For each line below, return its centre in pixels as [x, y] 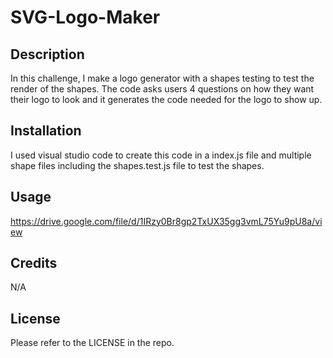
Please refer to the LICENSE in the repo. [92, 343]
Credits [34, 263]
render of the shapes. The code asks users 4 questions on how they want [162, 89]
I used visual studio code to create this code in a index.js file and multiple [161, 155]
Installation [46, 131]
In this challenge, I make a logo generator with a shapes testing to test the [162, 78]
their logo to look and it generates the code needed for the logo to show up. [166, 99]
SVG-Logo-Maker [85, 17]
